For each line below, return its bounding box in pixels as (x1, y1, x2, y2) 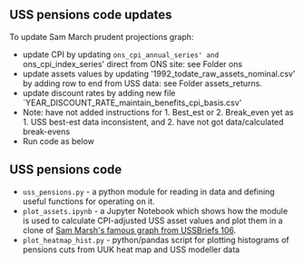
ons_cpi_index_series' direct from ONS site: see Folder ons (22, 58, 243, 69)
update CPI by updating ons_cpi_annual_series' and (22, 49, 220, 60)
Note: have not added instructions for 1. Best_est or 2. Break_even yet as (22, 106, 294, 117)
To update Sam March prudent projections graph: (9, 31, 194, 42)
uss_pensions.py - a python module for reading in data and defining (22, 186, 275, 197)
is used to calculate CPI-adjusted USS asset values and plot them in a (22, 215, 283, 226)
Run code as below (22, 135, 95, 146)
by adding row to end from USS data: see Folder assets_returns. (22, 77, 263, 89)
